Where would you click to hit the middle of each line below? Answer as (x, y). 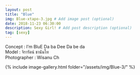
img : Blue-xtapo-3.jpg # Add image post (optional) (60, 19)
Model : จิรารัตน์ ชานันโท (27, 52)
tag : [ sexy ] (17, 33)
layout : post (19, 10)
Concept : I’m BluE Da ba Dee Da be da (45, 47)
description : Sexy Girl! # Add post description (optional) (69, 28)
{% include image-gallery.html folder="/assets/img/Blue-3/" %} (70, 67)
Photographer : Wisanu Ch (32, 57)
